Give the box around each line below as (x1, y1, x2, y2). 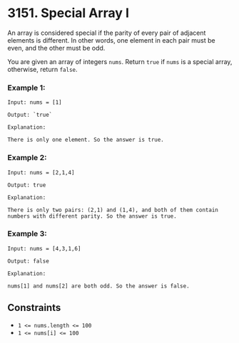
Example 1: (7, 83, 46, 93)
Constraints (7, 302, 61, 314)
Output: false (7, 258, 50, 265)
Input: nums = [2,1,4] (7, 169, 75, 176)
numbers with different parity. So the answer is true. (7, 212, 177, 220)
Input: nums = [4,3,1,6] (7, 245, 81, 252)
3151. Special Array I (7, 5, 130, 21)
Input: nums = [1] (7, 99, 62, 106)
